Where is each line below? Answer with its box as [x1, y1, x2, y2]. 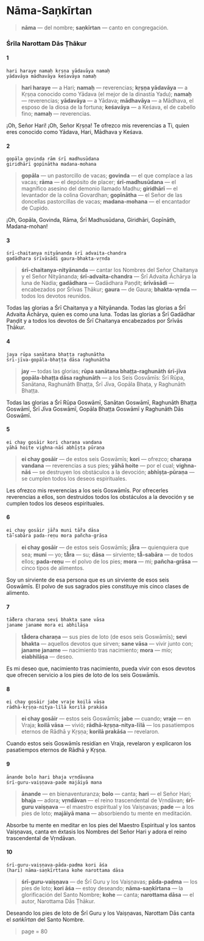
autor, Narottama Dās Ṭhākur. [21, 897, 96, 905]
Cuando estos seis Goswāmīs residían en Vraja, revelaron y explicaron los [6, 740, 192, 747]
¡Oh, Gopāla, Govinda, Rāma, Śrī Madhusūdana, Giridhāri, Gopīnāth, [6, 216, 177, 224]
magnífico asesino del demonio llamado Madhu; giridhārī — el [21, 185, 178, 193]
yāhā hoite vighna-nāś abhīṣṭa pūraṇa [6, 445, 105, 451]
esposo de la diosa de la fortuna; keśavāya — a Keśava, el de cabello [21, 103, 196, 111]
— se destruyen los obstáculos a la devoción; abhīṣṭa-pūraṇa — [32, 468, 195, 476]
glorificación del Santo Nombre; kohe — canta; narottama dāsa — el [21, 891, 194, 898]
